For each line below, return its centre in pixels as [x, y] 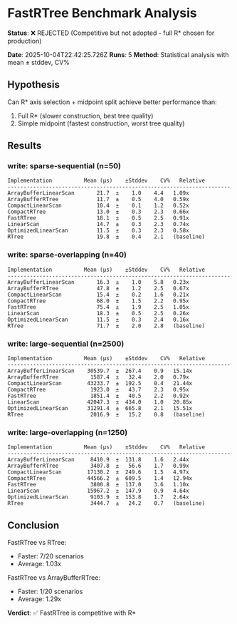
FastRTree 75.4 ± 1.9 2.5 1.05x [99, 307]
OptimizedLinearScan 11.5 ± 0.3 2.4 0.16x [99, 319]
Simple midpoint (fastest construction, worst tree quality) [101, 123]
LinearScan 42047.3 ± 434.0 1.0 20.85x [100, 402]
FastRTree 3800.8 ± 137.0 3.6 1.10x [99, 485]
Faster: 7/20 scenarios [51, 556]
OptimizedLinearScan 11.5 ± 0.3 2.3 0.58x [99, 231]
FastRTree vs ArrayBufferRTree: [54, 578]
